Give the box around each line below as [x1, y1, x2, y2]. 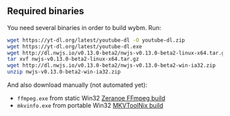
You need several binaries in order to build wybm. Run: [7, 23, 162, 31]
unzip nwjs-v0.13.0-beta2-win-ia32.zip [7, 68, 121, 76]
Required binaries [7, 5, 84, 17]
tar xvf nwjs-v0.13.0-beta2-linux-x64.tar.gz [7, 56, 139, 63]
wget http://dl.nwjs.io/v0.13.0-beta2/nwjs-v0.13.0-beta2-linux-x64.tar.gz [7, 49, 228, 57]
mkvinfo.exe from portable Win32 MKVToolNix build [16, 102, 164, 110]
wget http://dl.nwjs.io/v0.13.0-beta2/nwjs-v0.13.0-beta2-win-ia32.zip [7, 62, 216, 69]
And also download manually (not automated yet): [7, 81, 148, 89]
